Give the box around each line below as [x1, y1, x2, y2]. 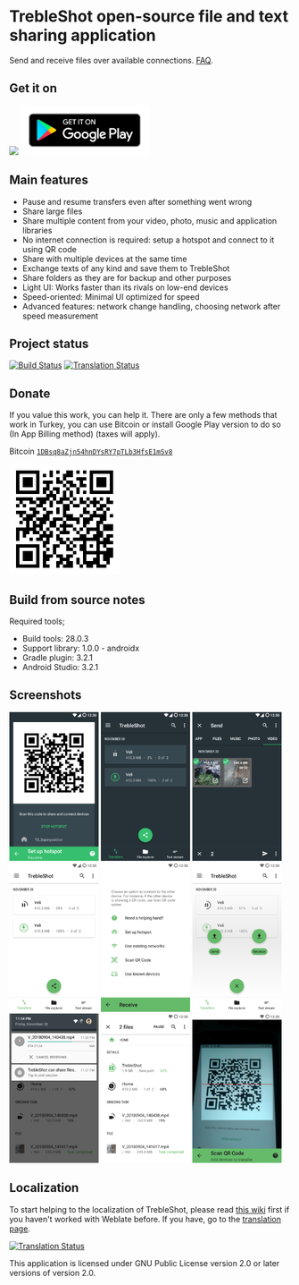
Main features [9, 173, 89, 188]
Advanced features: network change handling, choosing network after [21, 301, 281, 311]
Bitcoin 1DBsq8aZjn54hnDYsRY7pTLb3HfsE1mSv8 [9, 446, 173, 457]
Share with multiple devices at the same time [21, 253, 187, 264]
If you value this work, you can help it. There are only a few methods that [9, 410, 278, 421]
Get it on [9, 81, 58, 96]
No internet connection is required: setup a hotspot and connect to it [21, 234, 275, 245]
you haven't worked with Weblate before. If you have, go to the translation [9, 1213, 282, 1224]
